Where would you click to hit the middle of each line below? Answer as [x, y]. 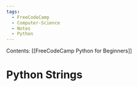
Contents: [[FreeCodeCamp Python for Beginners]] [69, 51]
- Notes [21, 28]
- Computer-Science [36, 23]
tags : [13, 12]
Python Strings [44, 75]
